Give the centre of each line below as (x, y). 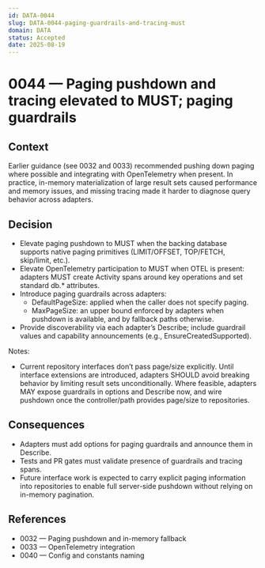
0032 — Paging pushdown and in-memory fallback (103, 538)
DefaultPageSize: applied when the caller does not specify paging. (140, 302)
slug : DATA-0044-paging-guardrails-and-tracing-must (97, 23)
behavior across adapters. (51, 199)
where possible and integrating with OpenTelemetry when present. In (121, 174)
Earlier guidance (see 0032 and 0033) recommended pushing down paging (131, 166)
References (37, 519)
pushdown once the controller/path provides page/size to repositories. (135, 399)
